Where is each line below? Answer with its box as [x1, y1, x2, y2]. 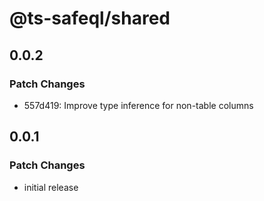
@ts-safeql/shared [9, 7, 171, 30]
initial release [23, 181, 79, 193]
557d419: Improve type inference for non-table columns [23, 99, 254, 111]
